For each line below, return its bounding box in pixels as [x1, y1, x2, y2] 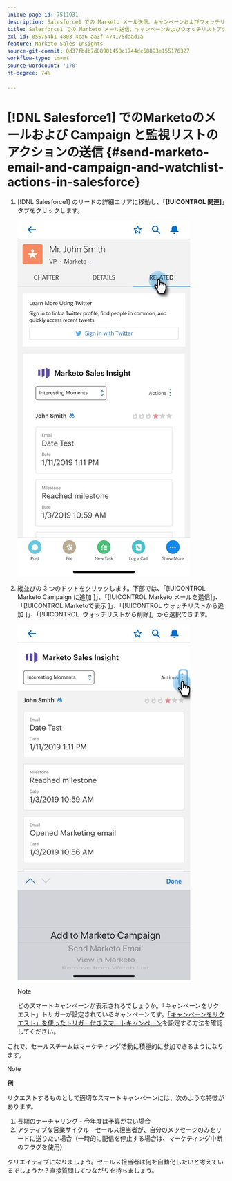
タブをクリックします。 [17, 206, 84, 214]
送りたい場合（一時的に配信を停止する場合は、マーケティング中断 [35, 1135, 223, 1143]
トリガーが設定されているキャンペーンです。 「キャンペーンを [41, 1010, 213, 1018]
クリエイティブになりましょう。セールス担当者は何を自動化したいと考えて [7, 1157, 218, 1166]
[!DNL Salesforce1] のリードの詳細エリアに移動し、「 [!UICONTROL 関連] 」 [17, 198, 225, 206]
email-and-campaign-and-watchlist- [7, 159, 224, 175]
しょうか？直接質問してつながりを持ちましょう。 [19, 1166, 158, 1175]
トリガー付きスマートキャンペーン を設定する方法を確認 [65, 1019, 223, 1027]
